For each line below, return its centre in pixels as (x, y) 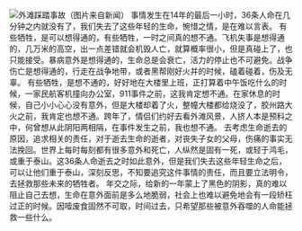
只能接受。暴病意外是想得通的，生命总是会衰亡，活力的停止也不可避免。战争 (151, 60)
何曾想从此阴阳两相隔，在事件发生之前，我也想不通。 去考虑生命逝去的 (156, 127)
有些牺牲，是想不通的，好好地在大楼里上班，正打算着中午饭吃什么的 (153, 82)
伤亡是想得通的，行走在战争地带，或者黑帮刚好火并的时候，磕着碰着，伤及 (147, 71)
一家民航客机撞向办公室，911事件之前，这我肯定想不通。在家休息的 (149, 93)
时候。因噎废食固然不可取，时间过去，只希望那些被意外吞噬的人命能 (159, 206)
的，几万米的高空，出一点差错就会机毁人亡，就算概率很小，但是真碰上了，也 (151, 49)
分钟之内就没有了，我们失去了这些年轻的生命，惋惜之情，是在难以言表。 (143, 26)
